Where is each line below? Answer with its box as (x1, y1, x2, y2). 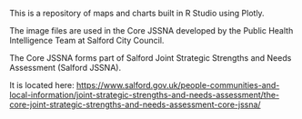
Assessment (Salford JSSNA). (9, 63, 121, 73)
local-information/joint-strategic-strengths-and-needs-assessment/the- (9, 90, 280, 100)
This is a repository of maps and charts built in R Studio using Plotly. (9, 8, 266, 18)
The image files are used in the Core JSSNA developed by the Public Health (9, 25, 294, 35)
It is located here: (9, 80, 75, 90)
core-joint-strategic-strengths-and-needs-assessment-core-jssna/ (9, 99, 261, 110)
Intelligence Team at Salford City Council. (9, 35, 165, 45)
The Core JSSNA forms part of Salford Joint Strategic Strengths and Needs (9, 53, 292, 63)
